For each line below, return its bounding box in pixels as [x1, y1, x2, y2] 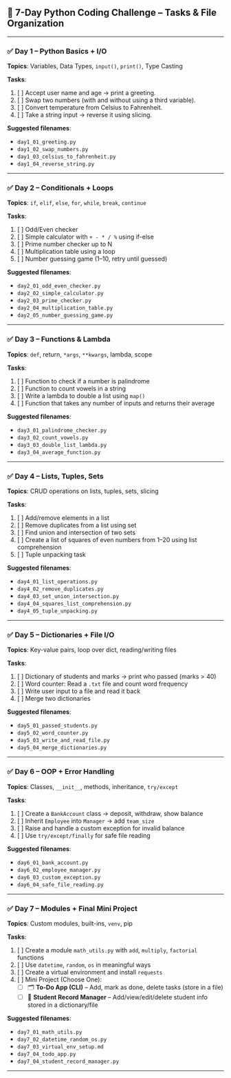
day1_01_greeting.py [16, 139, 76, 146]
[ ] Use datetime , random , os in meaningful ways [16, 960, 151, 969]
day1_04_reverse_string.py [16, 161, 95, 168]
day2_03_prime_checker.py [16, 297, 91, 304]
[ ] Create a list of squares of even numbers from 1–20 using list [16, 536, 197, 543]
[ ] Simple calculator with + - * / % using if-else [16, 232, 155, 241]
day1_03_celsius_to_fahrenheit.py [16, 153, 116, 161]
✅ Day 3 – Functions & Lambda [7, 335, 111, 344]
